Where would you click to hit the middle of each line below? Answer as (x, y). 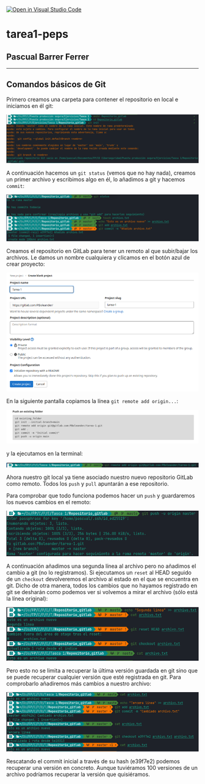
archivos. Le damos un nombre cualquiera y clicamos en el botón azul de (98, 257)
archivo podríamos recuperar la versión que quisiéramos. (78, 774)
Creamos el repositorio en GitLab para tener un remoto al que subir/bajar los (102, 251)
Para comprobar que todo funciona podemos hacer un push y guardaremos (101, 496)
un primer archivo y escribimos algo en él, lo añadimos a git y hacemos (96, 179)
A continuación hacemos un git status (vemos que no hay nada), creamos (101, 173)
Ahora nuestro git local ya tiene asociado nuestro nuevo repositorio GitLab (100, 477)
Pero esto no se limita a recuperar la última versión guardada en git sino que (102, 671)
